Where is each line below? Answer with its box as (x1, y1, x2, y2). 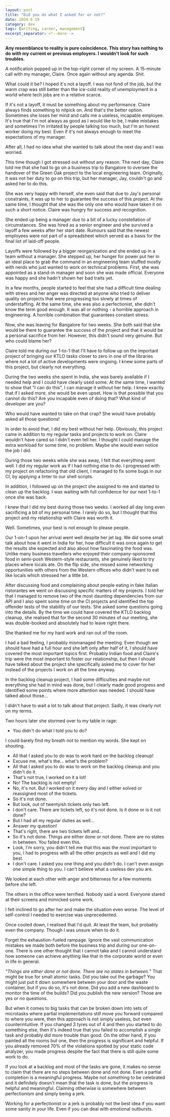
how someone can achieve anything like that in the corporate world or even (5, 953, 163, 959)
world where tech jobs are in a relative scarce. (5, 92, 102, 98)
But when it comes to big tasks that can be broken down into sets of (5, 1005, 148, 1011)
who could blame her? (5, 338, 52, 344)
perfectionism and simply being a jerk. (5, 1091, 85, 1097)
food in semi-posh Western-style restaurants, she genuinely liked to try (5, 556, 155, 562)
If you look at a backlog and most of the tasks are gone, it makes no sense (5, 1064, 161, 1070)
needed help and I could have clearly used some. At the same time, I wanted (5, 379, 165, 385)
